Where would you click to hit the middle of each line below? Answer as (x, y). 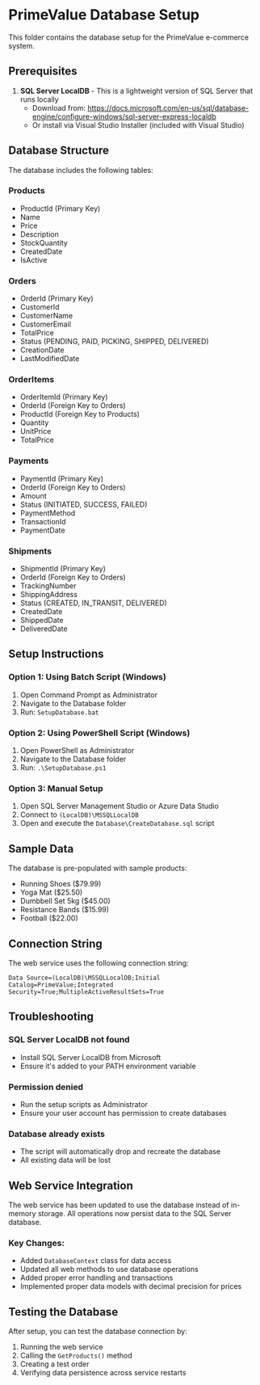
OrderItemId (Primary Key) (64, 397)
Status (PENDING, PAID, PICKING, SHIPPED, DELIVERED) (114, 342)
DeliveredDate (44, 629)
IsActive (34, 259)
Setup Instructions (56, 654)
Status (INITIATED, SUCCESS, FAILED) (84, 504)
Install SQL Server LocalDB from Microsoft (90, 1057)
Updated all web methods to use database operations (109, 1269)
